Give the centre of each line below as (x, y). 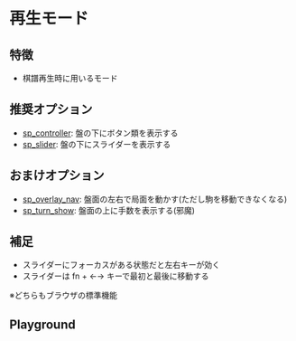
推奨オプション (51, 109)
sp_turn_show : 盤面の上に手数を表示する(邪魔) (109, 210)
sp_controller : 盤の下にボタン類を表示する (100, 133)
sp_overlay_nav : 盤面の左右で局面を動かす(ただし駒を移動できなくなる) (155, 199)
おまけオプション (57, 176)
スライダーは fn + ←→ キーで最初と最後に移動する (116, 276)
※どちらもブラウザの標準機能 (63, 296)
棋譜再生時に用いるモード (70, 78)
